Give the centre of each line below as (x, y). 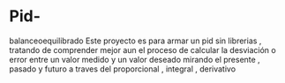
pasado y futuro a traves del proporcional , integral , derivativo (123, 69)
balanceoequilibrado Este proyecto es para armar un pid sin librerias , (135, 41)
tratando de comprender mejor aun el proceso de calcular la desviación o (142, 49)
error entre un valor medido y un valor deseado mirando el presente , (135, 59)
